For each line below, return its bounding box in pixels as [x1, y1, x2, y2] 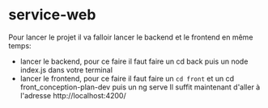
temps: [8, 40, 32, 50]
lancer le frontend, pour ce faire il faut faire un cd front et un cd [19, 73, 235, 83]
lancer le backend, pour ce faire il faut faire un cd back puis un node [19, 56, 249, 66]
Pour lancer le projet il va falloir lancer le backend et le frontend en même [8, 32, 253, 42]
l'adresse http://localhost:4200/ [19, 90, 127, 100]
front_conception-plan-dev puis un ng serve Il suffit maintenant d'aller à [19, 82, 261, 92]
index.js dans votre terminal [19, 64, 113, 74]
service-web [8, 6, 96, 24]
